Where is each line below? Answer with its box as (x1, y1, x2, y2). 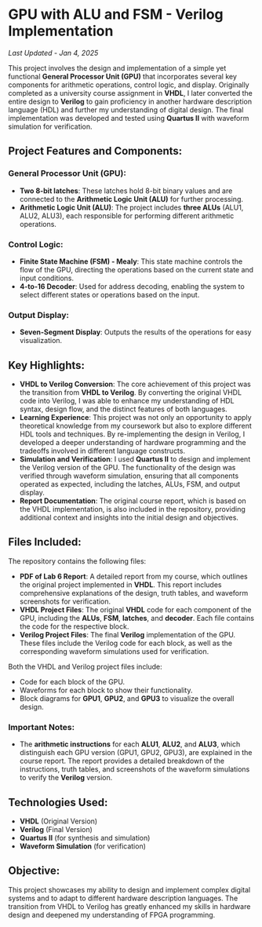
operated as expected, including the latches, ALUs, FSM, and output (19, 480, 241, 489)
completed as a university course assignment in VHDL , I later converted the (8, 88, 253, 97)
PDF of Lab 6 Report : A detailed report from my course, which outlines (19, 571, 249, 581)
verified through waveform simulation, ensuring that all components (19, 471, 239, 480)
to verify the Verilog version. (19, 773, 113, 783)
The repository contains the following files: (8, 556, 147, 566)
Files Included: (8, 535, 82, 549)
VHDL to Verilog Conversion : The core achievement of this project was (19, 379, 251, 389)
